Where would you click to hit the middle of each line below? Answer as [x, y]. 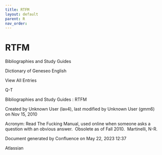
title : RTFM [17, 10]
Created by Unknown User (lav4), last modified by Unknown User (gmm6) [80, 109]
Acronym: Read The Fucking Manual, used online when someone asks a [78, 124]
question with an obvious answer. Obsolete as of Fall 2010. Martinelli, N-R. [81, 129]
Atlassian [14, 148]
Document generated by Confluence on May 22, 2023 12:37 [66, 139]
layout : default [22, 14]
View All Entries [21, 80]
